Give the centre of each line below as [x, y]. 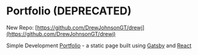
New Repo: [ [22, 27]
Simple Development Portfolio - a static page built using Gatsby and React [99, 45]
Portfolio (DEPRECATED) [69, 11]
